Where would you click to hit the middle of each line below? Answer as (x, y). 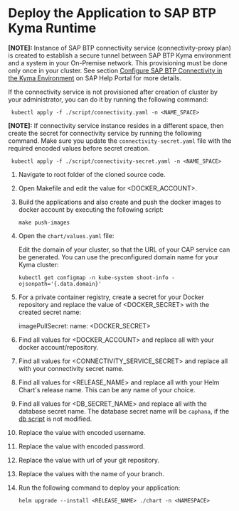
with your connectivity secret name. (71, 368)
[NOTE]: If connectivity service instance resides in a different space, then (116, 125)
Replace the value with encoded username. (82, 432)
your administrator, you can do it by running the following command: (108, 99)
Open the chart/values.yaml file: (66, 235)
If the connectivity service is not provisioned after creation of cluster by (113, 92)
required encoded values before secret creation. (79, 148)
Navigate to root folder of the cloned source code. (92, 174)
